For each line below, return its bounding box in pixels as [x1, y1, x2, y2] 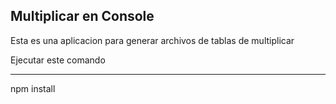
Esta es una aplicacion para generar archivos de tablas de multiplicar [10, 34, 295, 46]
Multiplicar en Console [10, 8, 155, 25]
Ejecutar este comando [10, 54, 106, 66]
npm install [10, 82, 56, 94]
